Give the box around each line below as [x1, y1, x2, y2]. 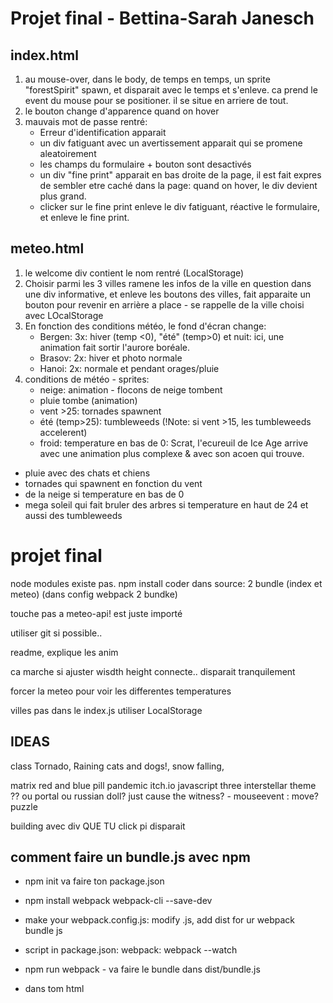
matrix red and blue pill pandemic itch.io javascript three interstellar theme [10, 779, 317, 791]
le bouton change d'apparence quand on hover [24, 105, 220, 117]
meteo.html [10, 240, 85, 257]
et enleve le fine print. [39, 212, 130, 223]
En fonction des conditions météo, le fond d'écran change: [24, 320, 267, 332]
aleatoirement [39, 148, 97, 159]
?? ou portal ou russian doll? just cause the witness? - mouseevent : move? [10, 790, 320, 802]
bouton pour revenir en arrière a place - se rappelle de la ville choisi [24, 298, 305, 311]
